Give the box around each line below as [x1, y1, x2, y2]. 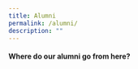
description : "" [8, 26, 63, 34]
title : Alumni [8, 11, 57, 20]
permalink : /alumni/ [8, 19, 79, 27]
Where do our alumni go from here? [8, 51, 131, 61]
